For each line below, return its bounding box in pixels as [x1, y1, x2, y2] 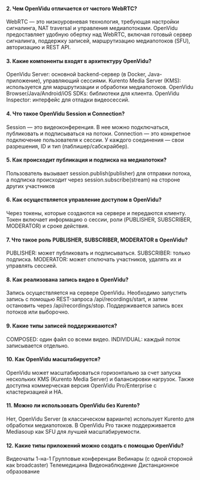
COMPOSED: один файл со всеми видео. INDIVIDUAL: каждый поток [6, 335, 181, 342]
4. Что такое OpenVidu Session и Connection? [6, 110, 125, 117]
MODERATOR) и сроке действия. [6, 222, 89, 229]
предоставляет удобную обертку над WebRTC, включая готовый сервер [6, 31, 192, 38]
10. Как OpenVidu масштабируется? [6, 356, 101, 363]
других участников [6, 182, 55, 189]
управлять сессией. [6, 262, 57, 270]
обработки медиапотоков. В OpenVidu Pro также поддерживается [6, 422, 176, 429]
